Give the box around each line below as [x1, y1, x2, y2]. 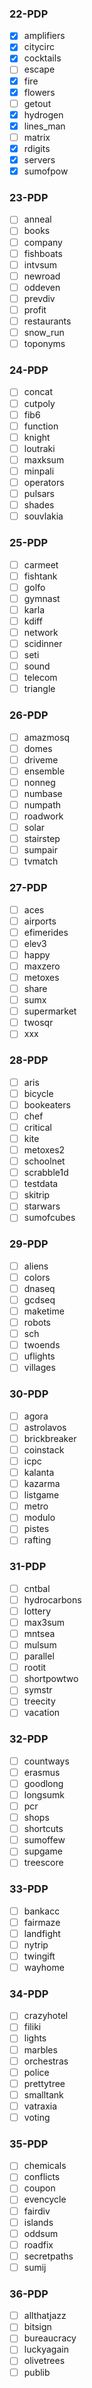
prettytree [23, 2077, 66, 2089]
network [23, 626, 59, 638]
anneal [23, 213, 52, 226]
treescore [23, 1857, 64, 1869]
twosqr [23, 1017, 54, 1029]
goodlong [23, 1777, 64, 1789]
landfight [23, 1927, 61, 1939]
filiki [23, 2021, 42, 2033]
